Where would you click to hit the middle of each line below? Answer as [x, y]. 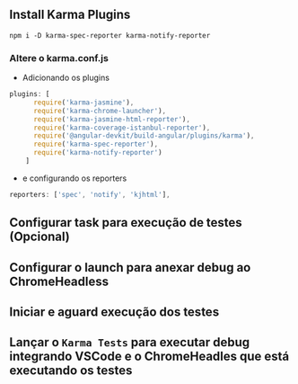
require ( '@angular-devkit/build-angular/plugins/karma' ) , [144, 136]
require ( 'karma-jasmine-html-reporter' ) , [112, 119]
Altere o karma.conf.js [59, 58]
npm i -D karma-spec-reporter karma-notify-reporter [110, 35]
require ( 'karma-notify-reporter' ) [98, 153]
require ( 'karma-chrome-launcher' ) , [100, 111]
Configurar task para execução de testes [126, 223]
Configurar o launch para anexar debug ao [130, 268]
